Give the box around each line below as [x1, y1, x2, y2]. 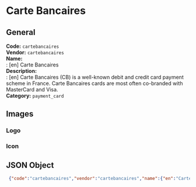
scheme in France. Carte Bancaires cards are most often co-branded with [6, 80, 183, 87]
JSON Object [6, 160, 54, 170]
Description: [6, 68, 37, 74]
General [6, 27, 36, 37]
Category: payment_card [6, 92, 64, 99]
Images [6, 109, 34, 119]
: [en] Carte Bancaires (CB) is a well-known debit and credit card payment [6, 74, 184, 80]
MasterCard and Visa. [6, 86, 58, 93]
